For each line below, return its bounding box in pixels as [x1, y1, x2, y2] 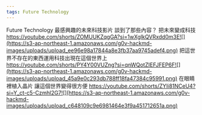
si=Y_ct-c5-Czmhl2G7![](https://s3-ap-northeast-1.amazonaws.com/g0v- [6, 89, 190, 96]
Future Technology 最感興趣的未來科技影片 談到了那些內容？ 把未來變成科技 [6, 26, 196, 33]
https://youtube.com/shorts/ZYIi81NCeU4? [89, 82, 196, 90]
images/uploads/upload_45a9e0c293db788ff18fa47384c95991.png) [6, 74, 178, 82]
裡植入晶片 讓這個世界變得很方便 [6, 82, 88, 90]
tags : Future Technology [6, 8, 69, 15]
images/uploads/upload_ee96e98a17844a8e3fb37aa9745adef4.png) [6, 47, 178, 54]
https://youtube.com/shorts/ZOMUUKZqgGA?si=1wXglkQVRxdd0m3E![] [6, 33, 186, 40]
